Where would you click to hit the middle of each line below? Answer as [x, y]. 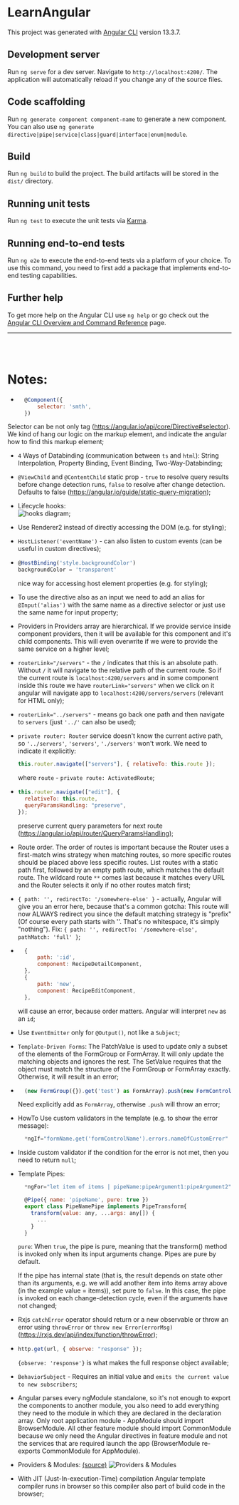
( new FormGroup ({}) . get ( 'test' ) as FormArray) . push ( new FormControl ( [129, 1091]
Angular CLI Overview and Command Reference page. [87, 322]
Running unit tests [49, 204]
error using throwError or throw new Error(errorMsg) [95, 1327]
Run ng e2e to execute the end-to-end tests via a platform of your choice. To [119, 260]
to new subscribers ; [47, 1385]
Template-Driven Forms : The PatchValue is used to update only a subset [122, 1046]
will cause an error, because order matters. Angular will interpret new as [122, 1011]
